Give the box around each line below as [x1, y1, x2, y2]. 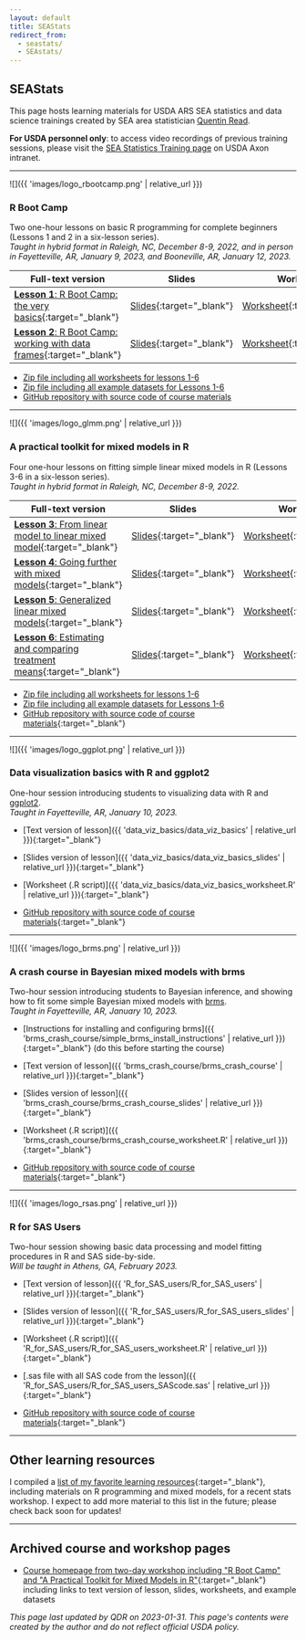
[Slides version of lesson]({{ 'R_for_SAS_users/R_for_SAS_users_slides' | [22, 1306, 294, 1317]
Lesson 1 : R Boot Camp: [14, 289, 118, 301]
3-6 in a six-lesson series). [9, 471, 110, 482]
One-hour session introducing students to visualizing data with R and [9, 787, 269, 798]
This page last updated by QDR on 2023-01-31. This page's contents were [9, 1612, 290, 1623]
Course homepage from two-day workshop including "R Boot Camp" [22, 1565, 281, 1576]
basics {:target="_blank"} [14, 311, 120, 324]
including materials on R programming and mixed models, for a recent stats [9, 1486, 291, 1498]
